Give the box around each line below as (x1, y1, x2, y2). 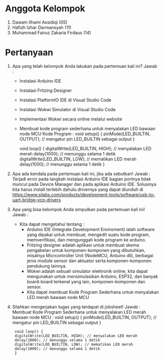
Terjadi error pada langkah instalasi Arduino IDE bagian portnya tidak (12, 176, 151, 182)
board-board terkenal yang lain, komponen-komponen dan (26, 278, 145, 284)
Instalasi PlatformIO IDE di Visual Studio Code (19, 97, 112, 103)
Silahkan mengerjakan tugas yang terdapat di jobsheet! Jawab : (12, 303, 141, 310)
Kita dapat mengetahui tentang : (19, 221, 85, 227)
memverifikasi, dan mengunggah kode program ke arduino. (26, 237, 146, 242)
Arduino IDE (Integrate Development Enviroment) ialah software (26, 226, 155, 232)
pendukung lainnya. (26, 263, 67, 269)
